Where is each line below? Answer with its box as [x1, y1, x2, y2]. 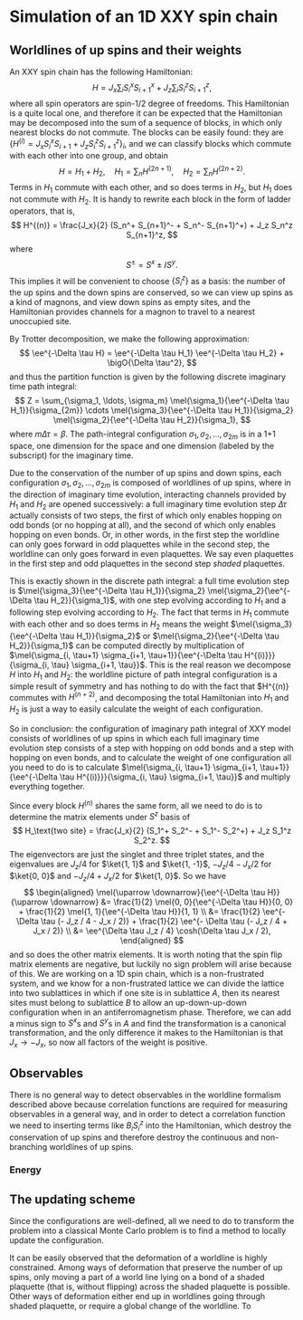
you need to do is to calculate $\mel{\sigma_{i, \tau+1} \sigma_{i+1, [9, 761, 259, 772]
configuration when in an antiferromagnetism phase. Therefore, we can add [9, 1007, 292, 1018]
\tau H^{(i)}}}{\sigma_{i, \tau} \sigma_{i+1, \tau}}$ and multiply [59, 771, 291, 782]
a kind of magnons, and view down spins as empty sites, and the [9, 297, 251, 308]
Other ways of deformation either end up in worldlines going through [9, 1291, 266, 1302]
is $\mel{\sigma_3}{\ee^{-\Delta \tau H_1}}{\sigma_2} [9, 586, 206, 597]
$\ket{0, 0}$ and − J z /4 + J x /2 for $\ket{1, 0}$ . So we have [9, 871, 227, 884]
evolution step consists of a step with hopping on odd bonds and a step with [9, 742, 294, 753]
